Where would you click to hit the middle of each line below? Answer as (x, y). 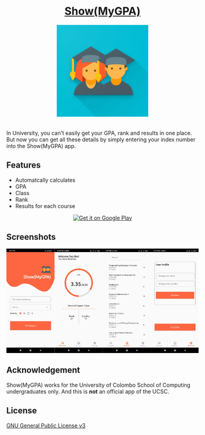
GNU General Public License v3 (46, 425)
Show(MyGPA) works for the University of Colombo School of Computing (99, 385)
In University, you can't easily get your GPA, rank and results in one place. (99, 133)
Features (23, 165)
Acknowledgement (43, 370)
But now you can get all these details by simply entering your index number (101, 139)
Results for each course (45, 206)
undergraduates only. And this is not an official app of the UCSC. (88, 391)
